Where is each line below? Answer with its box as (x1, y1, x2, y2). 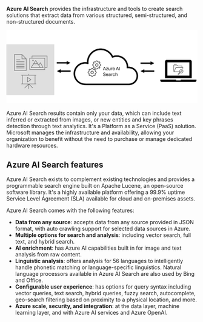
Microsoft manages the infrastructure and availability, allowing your (6, 129, 175, 136)
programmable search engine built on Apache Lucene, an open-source (6, 182, 184, 190)
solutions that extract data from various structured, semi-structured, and (6, 12, 188, 19)
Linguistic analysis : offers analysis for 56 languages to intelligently (15, 258, 184, 265)
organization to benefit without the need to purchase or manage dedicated (6, 135, 193, 143)
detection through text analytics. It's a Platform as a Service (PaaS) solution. (6, 123, 196, 130)
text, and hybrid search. (15, 238, 75, 245)
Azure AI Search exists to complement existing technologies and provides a (6, 176, 195, 183)
